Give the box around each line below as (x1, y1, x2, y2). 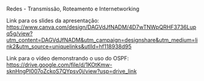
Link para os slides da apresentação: (6, 17, 99, 24)
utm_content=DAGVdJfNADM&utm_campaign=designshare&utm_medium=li (6, 37, 198, 43)
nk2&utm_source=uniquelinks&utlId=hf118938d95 (6, 43, 132, 50)
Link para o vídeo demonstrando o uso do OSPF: (6, 55, 129, 62)
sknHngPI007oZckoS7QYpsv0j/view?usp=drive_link (6, 68, 137, 75)
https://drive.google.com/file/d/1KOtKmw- (6, 61, 113, 68)
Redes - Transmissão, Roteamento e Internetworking (6, 5, 140, 12)
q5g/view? (6, 30, 33, 37)
